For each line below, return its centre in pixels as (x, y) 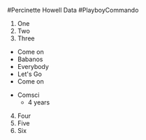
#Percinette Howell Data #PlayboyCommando (73, 10)
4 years (39, 102)
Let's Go (29, 74)
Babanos (30, 59)
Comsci (28, 95)
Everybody (33, 67)
